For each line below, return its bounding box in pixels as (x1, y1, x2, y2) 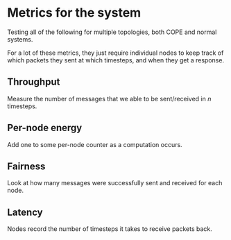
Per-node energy (7, 122, 83, 134)
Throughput (7, 76, 60, 88)
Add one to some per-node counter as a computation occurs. (7, 140, 182, 148)
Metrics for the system (7, 5, 142, 21)
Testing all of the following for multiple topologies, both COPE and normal (7, 28, 217, 36)
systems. (7, 35, 33, 43)
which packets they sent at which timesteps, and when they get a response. (7, 55, 224, 64)
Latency (7, 206, 43, 218)
